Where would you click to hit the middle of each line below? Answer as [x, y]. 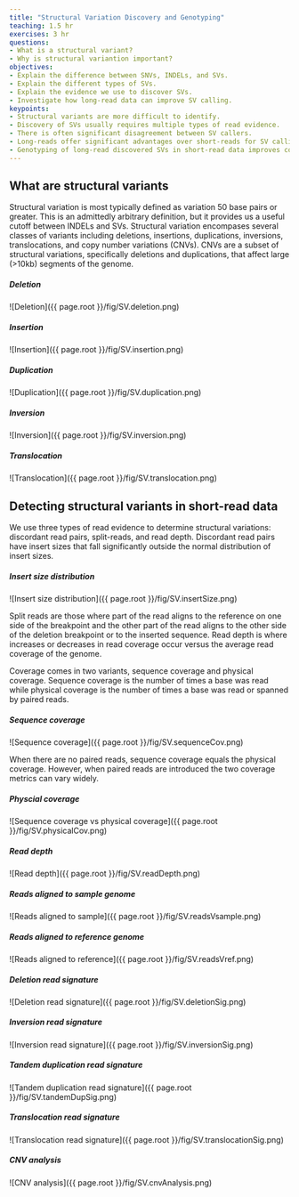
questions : [29, 42]
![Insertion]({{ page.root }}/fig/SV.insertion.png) [97, 350]
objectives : [31, 68]
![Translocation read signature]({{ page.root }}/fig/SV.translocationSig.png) [147, 1139]
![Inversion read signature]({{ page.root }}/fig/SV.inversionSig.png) [131, 1044]
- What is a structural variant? [71, 51]
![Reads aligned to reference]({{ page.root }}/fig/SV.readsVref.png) [132, 958]
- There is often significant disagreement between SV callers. [131, 133]
